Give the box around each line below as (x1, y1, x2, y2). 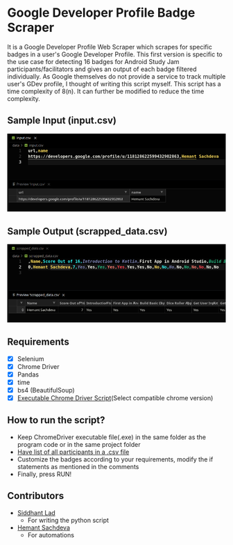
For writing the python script (27, 516, 110, 524)
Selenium (17, 354, 44, 363)
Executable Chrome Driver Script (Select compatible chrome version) (17, 394, 214, 402)
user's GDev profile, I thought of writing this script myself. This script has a (7, 79, 221, 88)
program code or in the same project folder (17, 440, 141, 448)
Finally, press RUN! (17, 470, 72, 478)
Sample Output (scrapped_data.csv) (7, 225, 168, 237)
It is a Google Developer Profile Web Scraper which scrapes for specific (7, 42, 213, 51)
